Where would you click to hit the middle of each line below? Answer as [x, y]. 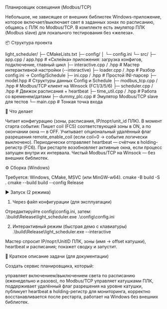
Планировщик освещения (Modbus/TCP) [48, 7]
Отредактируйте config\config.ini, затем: [48, 211]
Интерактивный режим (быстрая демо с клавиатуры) [70, 226]
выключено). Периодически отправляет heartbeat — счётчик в [72, 142]
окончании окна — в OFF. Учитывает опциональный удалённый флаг [78, 132]
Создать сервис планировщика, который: [49, 266]
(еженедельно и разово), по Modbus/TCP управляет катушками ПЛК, [79, 281]
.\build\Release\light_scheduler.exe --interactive [62, 232]
